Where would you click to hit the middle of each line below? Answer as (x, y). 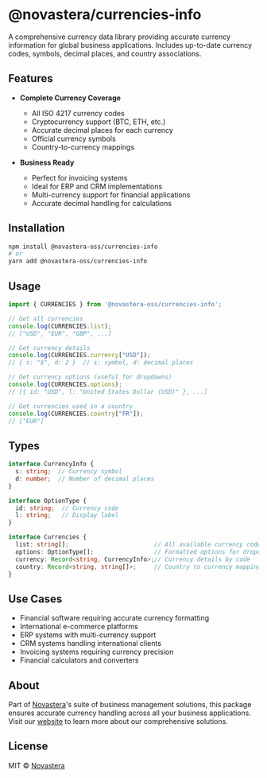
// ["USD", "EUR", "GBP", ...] (60, 333)
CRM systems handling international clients (90, 644)
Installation (37, 228)
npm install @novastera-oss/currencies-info (83, 247)
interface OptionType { (48, 500)
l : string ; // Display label (67, 515)
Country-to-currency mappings (83, 147)
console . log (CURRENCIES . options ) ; (66, 384)
